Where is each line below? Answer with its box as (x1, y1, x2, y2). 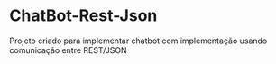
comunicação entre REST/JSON (9, 44, 128, 55)
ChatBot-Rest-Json (9, 5, 158, 26)
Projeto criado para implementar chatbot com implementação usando (9, 35, 268, 46)
